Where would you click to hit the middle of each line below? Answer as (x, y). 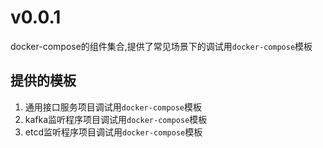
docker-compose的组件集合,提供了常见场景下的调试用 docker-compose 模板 (161, 46)
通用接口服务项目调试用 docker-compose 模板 (113, 107)
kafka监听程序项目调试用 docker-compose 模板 (116, 119)
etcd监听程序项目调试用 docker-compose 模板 (113, 132)
